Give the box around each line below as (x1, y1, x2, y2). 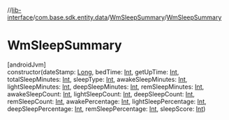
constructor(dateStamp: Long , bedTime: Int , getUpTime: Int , (7, 67, 179, 76)
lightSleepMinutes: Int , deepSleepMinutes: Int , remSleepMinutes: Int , (7, 83, 205, 91)
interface (7, 13, 34, 22)
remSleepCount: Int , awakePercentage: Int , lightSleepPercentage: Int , (7, 97, 207, 105)
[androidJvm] (7, 60, 47, 69)
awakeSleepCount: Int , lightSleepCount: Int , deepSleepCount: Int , (7, 89, 195, 98)
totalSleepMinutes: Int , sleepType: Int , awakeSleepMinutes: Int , (7, 75, 188, 83)
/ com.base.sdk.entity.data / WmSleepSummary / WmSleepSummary (32, 13, 222, 22)
